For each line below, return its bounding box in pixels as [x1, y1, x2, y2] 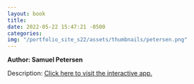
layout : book [7, 10, 46, 17]
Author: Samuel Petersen [7, 55, 83, 64]
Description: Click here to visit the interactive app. [7, 69, 153, 78]
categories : [7, 29, 42, 37]
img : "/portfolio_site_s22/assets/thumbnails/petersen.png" [7, 36, 188, 43]
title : [7, 17, 27, 24]
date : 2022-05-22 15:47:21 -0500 [7, 23, 106, 30]
